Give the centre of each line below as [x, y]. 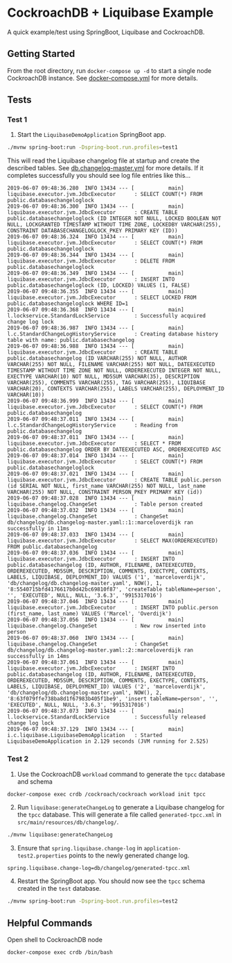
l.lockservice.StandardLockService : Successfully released [107, 717]
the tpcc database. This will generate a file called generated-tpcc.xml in [119, 815]
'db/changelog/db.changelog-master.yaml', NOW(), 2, [85, 693]
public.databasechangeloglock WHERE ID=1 [68, 304]
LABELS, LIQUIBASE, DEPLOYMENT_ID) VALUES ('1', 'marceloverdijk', [107, 577]
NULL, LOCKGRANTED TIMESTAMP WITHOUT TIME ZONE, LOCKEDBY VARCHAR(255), [114, 225]
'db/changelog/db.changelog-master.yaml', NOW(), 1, [85, 584]
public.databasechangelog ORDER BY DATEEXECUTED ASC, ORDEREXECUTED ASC [114, 450]
